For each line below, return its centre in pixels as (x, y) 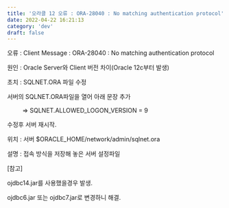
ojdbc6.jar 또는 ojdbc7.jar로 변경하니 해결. (64, 198)
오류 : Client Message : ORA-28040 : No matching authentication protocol (111, 53)
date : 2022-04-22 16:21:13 (46, 20)
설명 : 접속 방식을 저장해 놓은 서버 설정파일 (64, 154)
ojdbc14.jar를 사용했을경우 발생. (50, 183)
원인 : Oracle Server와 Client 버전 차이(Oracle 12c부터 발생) (88, 68)
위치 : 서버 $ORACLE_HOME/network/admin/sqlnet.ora (84, 139)
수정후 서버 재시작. (32, 125)
